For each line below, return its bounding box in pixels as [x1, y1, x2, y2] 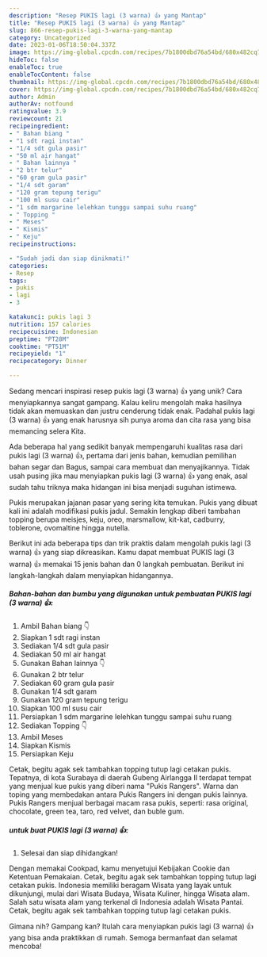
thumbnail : [9, 78, 45, 86]
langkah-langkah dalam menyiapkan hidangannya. [9, 571, 174, 580]
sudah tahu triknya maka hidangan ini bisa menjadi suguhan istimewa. [9, 483, 237, 492]
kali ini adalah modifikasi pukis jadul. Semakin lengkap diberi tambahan [9, 507, 241, 515]
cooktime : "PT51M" [9, 343, 70, 350]
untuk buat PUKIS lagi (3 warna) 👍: [9, 825, 129, 835]
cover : [9, 85, 31, 94]
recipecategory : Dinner [9, 358, 88, 366]
